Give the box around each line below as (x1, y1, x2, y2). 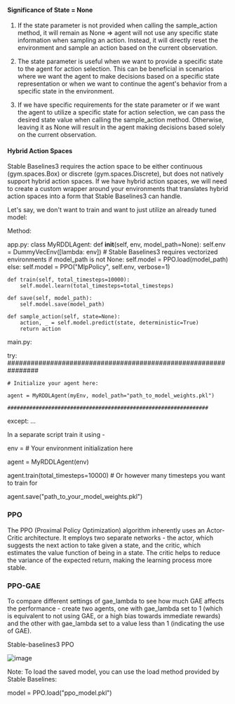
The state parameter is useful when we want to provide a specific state (17, 57, 223, 66)
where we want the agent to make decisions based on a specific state (17, 72, 220, 81)
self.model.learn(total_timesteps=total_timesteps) (20, 282, 174, 289)
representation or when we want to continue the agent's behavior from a (17, 79, 228, 88)
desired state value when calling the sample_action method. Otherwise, (17, 116, 224, 124)
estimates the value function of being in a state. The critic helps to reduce (7, 548, 221, 556)
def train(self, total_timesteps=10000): (7, 276, 130, 284)
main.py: (7, 338, 33, 346)
